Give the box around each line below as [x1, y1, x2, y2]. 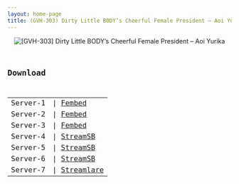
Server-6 [11, 154, 46, 164]
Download [7, 68, 46, 78]
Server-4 [11, 132, 46, 141]
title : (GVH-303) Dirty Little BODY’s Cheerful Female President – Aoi [7, 17, 224, 24]
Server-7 [11, 165, 46, 175]
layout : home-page [7, 10, 62, 18]
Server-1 [11, 98, 46, 108]
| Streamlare [52, 165, 105, 175]
